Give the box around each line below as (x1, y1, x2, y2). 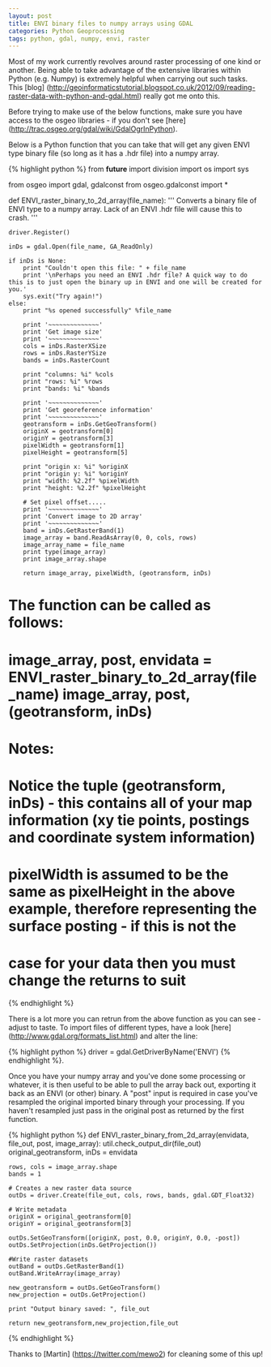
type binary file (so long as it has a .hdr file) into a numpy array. (8, 148, 220, 158)
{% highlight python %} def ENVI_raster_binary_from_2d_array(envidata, (8, 1130, 249, 1140)
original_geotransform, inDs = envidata (8, 1147, 138, 1157)
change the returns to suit (8, 971, 186, 990)
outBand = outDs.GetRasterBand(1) (8, 1262, 125, 1270)
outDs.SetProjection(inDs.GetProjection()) (8, 1241, 158, 1249)
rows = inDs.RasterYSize (23, 350, 107, 358)
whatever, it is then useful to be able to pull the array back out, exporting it (8, 1080, 256, 1090)
